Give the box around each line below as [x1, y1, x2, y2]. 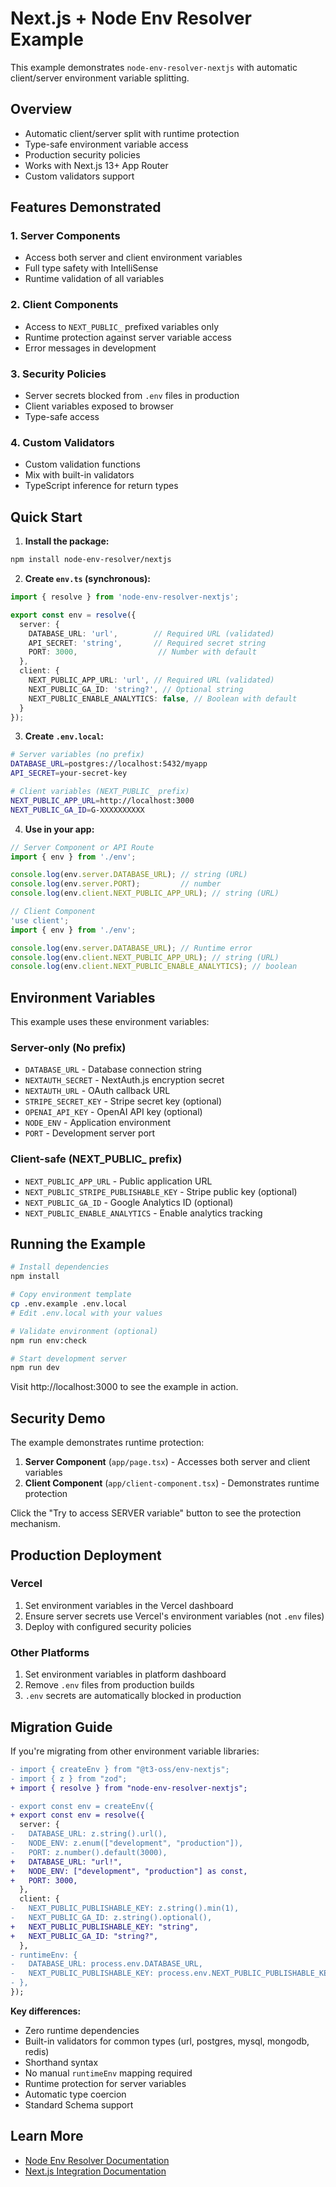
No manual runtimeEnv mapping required [24, 2067, 193, 2079]
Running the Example [10, 1236, 147, 1253]
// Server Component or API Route [10, 842, 155, 852]
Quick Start [10, 508, 83, 526]
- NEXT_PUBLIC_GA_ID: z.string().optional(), [10, 1913, 213, 1923]
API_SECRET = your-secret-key [10, 768, 128, 779]
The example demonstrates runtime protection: [10, 1437, 205, 1449]
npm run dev [10, 1363, 60, 1373]
